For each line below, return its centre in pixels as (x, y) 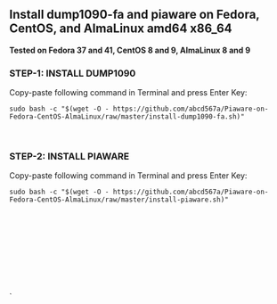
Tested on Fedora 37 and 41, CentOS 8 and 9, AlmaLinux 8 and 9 (130, 50)
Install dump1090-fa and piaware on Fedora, (134, 15)
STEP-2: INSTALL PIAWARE (69, 157)
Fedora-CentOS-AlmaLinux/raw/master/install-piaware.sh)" (119, 200)
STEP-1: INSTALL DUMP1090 (73, 73)
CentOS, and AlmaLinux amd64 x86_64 (121, 29)
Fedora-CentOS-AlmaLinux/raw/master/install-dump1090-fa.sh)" (127, 117)
